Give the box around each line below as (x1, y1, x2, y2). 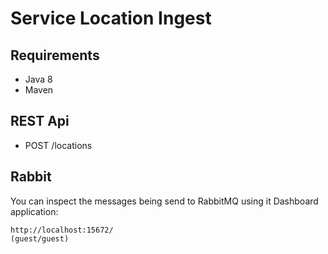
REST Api (10, 113, 70, 130)
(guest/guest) (10, 233, 70, 244)
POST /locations (24, 139, 93, 151)
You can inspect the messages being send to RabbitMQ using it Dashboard (10, 195, 319, 207)
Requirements (10, 47, 100, 64)
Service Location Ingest (10, 7, 212, 30)
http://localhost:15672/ (10, 225, 114, 235)
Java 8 (24, 73, 53, 85)
